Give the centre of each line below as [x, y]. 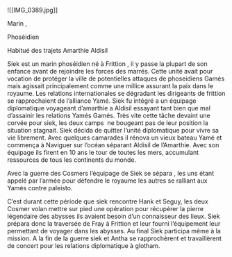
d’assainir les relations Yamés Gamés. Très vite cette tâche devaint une [109, 115]
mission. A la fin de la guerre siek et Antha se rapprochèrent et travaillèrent [115, 238]
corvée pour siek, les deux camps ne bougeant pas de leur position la [108, 123]
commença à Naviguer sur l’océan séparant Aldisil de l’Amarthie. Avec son [113, 145]
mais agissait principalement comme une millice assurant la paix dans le [110, 86]
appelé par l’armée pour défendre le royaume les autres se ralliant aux [107, 181]
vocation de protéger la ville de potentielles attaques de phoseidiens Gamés [116, 78]
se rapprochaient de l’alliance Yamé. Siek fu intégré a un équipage [102, 101]
